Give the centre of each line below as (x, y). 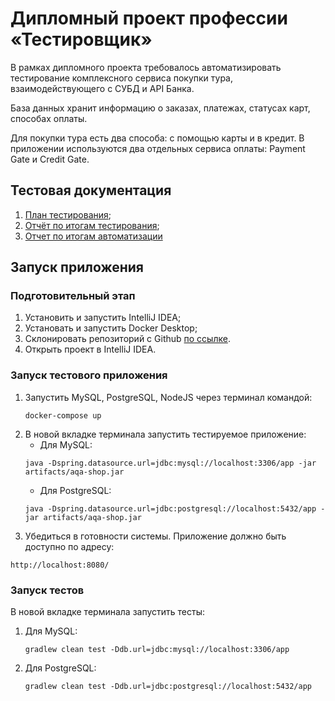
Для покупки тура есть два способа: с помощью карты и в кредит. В (157, 138)
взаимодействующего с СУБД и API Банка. (102, 88)
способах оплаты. (49, 118)
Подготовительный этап (73, 296)
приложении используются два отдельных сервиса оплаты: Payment (158, 148)
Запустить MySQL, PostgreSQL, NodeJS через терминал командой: (168, 397)
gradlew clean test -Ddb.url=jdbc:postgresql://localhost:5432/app (168, 687)
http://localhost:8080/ (60, 565)
